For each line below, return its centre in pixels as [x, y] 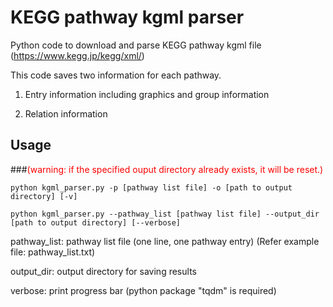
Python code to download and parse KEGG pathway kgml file [136, 45]
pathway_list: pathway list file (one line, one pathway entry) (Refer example [165, 241]
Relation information [66, 113]
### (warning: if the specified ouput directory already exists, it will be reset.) [167, 169]
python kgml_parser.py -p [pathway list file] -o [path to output [151, 187]
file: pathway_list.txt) [53, 252]
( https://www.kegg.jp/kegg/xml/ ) [77, 55]
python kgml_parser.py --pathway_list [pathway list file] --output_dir [165, 214]
